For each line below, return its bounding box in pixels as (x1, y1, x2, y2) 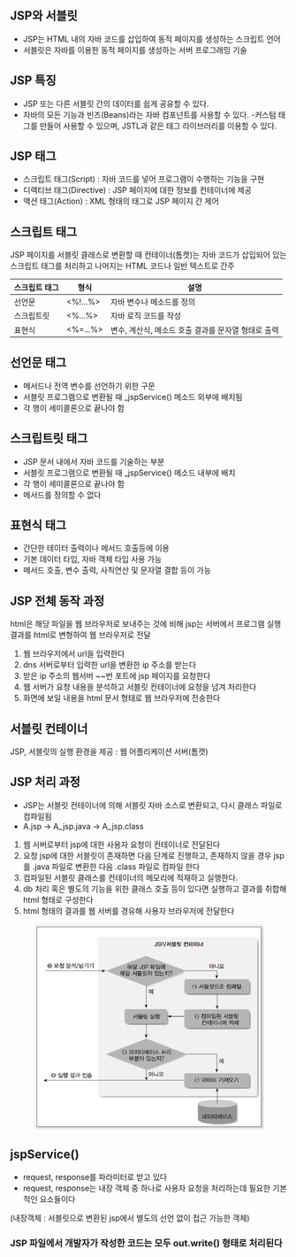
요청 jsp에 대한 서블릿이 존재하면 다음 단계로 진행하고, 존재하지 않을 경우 (22, 850, 272, 860)
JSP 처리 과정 (10, 775, 80, 790)
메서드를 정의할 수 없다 (22, 490, 102, 500)
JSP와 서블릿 (10, 8, 78, 24)
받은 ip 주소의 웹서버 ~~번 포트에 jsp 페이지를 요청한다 (22, 671, 211, 682)
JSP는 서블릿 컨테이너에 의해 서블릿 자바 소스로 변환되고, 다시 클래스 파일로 (22, 799, 283, 810)
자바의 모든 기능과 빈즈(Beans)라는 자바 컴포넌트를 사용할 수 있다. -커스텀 (22, 109, 277, 120)
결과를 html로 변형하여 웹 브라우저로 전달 (10, 629, 151, 640)
